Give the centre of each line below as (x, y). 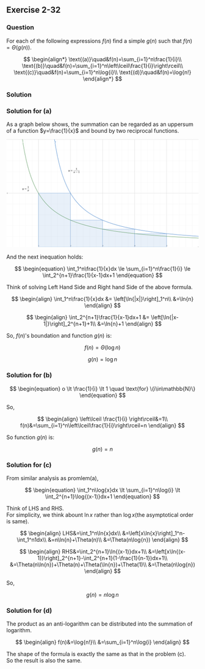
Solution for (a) (29, 111)
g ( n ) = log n (103, 360)
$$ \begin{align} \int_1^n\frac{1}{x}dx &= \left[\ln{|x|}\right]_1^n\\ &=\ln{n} (103, 299)
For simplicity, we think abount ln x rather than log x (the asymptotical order (100, 515)
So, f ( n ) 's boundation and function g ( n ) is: (59, 336)
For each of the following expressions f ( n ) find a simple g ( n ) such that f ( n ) (99, 41)
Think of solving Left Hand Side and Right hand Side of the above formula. (100, 287)
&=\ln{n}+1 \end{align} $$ (130, 324)
